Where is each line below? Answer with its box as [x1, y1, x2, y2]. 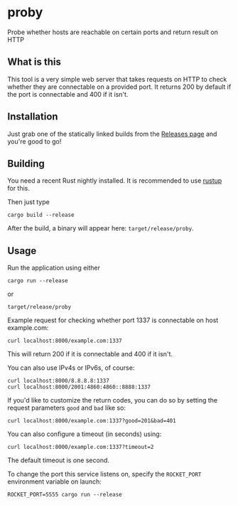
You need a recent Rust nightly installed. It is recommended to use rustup [7, 176, 222, 185]
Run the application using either [7, 264, 101, 272]
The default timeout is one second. [7, 456, 110, 464]
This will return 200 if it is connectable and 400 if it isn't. [7, 350, 173, 358]
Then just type [7, 198, 50, 206]
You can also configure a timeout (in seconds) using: [7, 430, 162, 438]
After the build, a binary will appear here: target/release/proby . [7, 224, 194, 233]
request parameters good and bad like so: [7, 403, 126, 413]
